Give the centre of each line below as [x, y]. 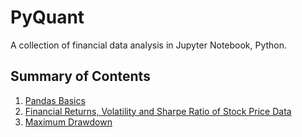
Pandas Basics [55, 100]
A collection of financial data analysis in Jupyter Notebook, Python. [149, 45]
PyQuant [47, 17]
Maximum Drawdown [68, 122]
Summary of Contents [80, 76]
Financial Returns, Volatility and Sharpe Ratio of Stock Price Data [158, 111]
